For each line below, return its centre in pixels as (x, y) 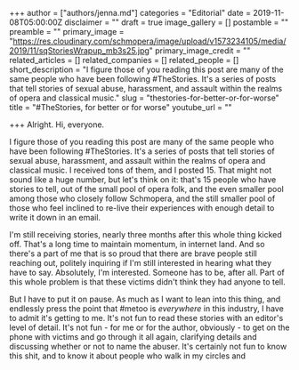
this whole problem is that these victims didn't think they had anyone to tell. (148, 282)
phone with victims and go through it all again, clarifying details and (133, 337)
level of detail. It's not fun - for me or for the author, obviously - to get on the (149, 327)
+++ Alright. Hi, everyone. (57, 125)
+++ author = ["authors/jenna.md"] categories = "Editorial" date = (130, 13)
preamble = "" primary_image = (67, 32)
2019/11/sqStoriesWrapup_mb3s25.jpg (79, 51)
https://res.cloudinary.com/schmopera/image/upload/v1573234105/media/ (149, 41)
